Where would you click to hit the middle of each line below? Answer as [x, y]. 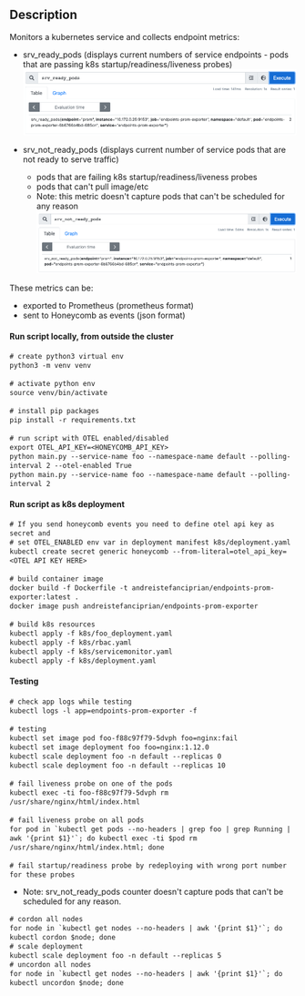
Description [43, 15]
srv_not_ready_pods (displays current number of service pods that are [154, 149]
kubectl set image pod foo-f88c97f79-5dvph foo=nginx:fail [124, 738]
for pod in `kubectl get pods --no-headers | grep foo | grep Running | [150, 829]
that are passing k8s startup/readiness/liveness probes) [127, 64]
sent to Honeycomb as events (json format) [104, 315]
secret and [30, 534]
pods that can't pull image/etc [92, 187]
